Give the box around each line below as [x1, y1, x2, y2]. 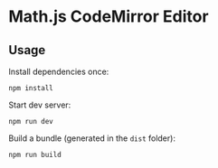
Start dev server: [8, 99, 71, 110]
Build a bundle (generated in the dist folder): [8, 133, 175, 144]
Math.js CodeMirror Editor [8, 6, 209, 27]
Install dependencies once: [8, 66, 109, 77]
